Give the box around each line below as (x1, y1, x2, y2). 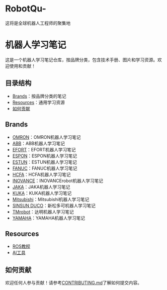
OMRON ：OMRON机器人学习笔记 (12, 134, 81, 140)
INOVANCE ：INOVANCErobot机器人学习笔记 (12, 178, 103, 184)
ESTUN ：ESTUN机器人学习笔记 (12, 159, 77, 165)
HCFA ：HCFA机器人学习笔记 (12, 171, 71, 177)
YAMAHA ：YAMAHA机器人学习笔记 (12, 215, 85, 221)
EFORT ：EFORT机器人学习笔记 (12, 146, 76, 152)
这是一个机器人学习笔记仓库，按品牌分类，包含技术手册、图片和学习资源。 (5, 57, 158, 63)
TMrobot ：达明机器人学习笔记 (12, 208, 74, 214)
